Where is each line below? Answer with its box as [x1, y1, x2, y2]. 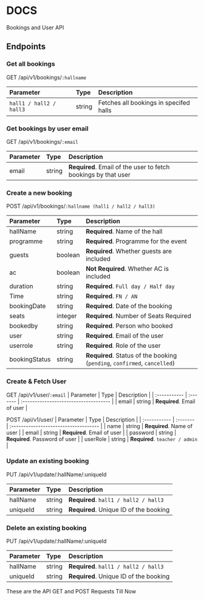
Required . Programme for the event [86, 237, 187, 245]
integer [56, 312, 77, 320]
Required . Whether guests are [86, 247, 172, 256]
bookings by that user [68, 170, 131, 178]
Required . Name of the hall [86, 227, 163, 236]
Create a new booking [6, 188, 72, 197]
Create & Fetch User [6, 377, 67, 386]
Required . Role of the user [86, 342, 161, 350]
